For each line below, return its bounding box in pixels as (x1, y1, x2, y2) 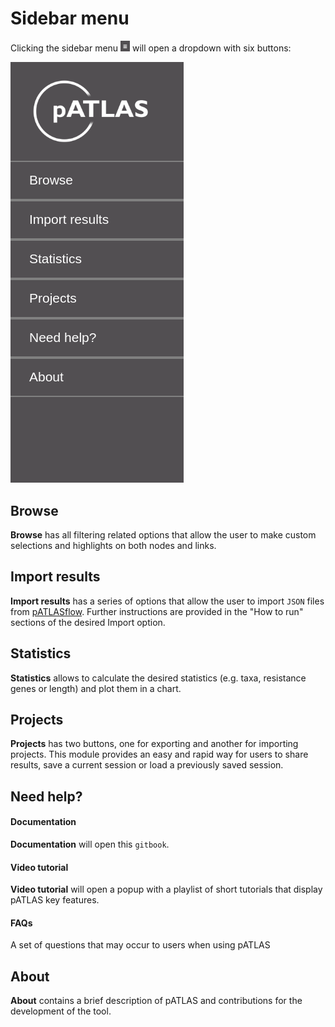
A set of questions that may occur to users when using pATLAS (10, 939, 271, 951)
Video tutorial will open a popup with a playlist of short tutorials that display (10, 883, 323, 896)
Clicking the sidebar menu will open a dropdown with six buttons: (10, 42, 292, 54)
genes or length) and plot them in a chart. (10, 682, 182, 694)
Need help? (10, 788, 83, 805)
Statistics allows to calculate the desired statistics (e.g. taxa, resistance (10, 672, 307, 684)
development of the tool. (10, 1005, 112, 1017)
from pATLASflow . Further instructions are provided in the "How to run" (10, 605, 304, 617)
